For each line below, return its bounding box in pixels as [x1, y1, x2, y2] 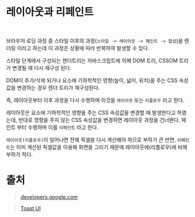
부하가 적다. [6, 151, 33, 158]
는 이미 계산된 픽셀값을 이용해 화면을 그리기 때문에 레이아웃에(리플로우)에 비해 [9, 143, 187, 150]
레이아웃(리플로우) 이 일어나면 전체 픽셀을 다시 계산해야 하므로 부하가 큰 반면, [6, 136, 176, 143]
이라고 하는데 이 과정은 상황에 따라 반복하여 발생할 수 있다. [16, 45, 150, 52]
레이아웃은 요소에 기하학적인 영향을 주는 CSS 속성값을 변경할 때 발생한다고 [6, 109, 176, 116]
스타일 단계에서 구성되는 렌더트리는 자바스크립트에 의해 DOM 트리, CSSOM [6, 57, 178, 64]
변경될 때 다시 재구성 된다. [12, 64, 72, 71]
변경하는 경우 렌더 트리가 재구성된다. [16, 84, 100, 91]
